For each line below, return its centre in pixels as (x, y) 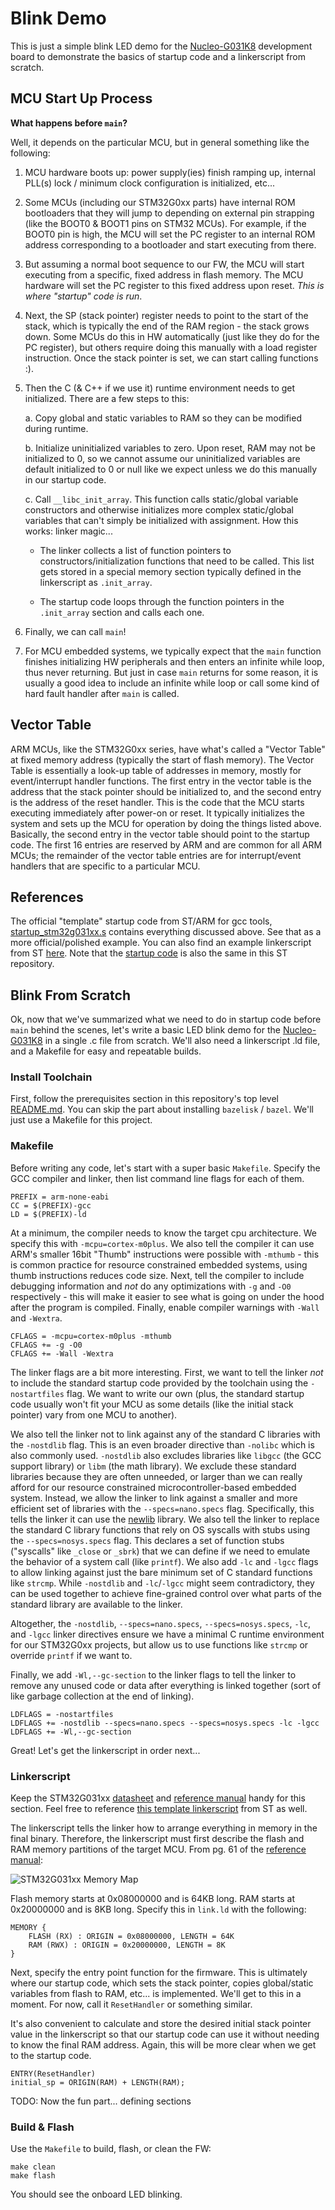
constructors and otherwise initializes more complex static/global (159, 509)
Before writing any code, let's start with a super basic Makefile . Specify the (165, 1168)
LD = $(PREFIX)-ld (48, 1214)
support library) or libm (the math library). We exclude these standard (153, 1466)
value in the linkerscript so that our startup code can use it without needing (165, 2034)
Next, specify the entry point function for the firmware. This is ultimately (159, 1973)
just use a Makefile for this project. (81, 1120)
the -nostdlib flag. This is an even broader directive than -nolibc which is (162, 1444)
